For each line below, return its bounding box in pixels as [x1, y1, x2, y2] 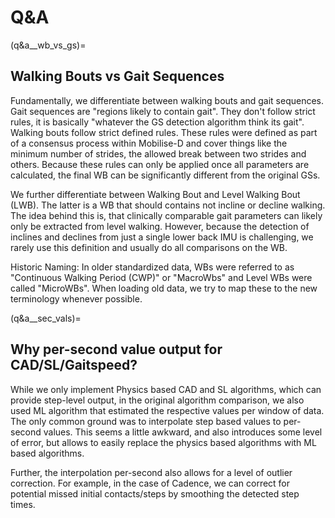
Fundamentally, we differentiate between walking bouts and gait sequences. [10, 94, 325, 106]
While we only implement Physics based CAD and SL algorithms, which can [10, 383, 322, 395]
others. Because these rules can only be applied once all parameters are [10, 158, 310, 170]
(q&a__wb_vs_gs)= [10, 39, 87, 51]
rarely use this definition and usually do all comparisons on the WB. [10, 241, 288, 253]
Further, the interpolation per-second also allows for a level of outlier [10, 466, 293, 478]
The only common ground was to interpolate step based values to [10, 415, 282, 427]
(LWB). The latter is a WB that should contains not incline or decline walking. [10, 199, 326, 211]
